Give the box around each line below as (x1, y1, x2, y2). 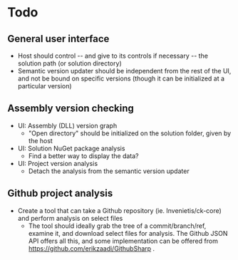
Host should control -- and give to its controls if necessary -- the (17, 51, 209, 60)
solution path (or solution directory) (17, 59, 123, 68)
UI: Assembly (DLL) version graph (17, 121, 118, 130)
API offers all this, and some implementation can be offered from (28, 236, 219, 245)
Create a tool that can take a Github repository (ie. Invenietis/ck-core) (17, 206, 222, 214)
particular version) (17, 82, 73, 90)
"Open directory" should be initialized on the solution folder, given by (28, 129, 232, 137)
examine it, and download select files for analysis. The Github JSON (28, 229, 228, 237)
